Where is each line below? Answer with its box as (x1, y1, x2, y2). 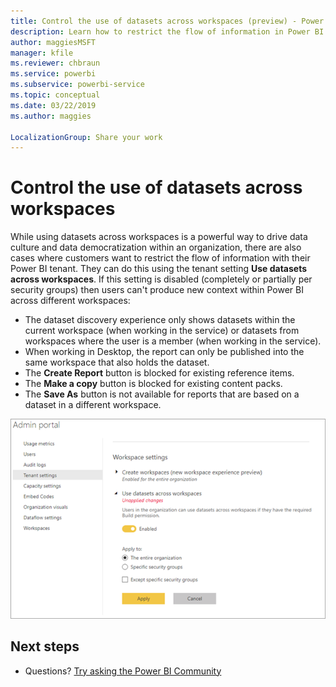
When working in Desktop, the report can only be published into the (24, 346, 305, 358)
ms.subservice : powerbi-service (10, 80, 145, 90)
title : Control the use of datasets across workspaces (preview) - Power (10, 16, 325, 26)
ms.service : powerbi (10, 69, 97, 79)
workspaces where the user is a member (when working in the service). (24, 335, 322, 347)
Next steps (10, 638, 80, 655)
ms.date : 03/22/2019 (10, 100, 97, 110)
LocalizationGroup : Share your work (10, 132, 163, 142)
